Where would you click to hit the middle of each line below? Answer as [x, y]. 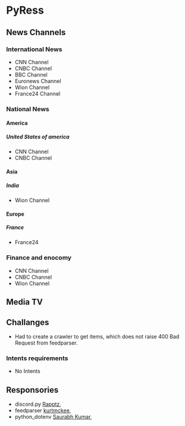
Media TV [24, 302]
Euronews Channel [38, 81]
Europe [15, 214]
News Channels [36, 32]
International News [34, 49]
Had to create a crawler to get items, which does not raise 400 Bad [97, 336]
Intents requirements [37, 358]
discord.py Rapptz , [38, 404]
